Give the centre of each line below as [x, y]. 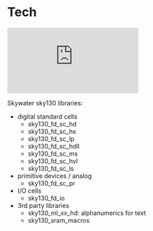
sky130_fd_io [46, 198]
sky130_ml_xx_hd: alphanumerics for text [87, 213]
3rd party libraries [43, 205]
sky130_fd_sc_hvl [53, 161]
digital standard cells [48, 117]
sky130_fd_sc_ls [51, 168]
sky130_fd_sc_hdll [54, 146]
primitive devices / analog [54, 176]
